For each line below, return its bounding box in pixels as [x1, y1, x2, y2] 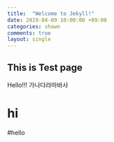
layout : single [7, 36, 51, 43]
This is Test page [7, 62, 83, 73]
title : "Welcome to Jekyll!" [7, 10, 95, 17]
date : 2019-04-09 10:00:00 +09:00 [7, 17, 108, 24]
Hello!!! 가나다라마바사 [7, 80, 68, 89]
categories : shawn [7, 23, 60, 30]
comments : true [7, 29, 51, 37]
